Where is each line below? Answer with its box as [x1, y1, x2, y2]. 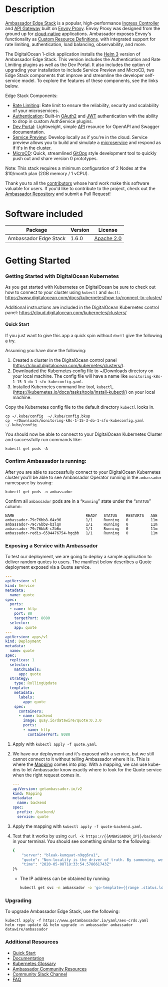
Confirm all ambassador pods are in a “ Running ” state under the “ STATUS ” [5, 498, 151, 504]
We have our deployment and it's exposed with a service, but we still [12, 750, 154, 756]
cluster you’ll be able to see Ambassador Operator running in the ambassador [5, 474, 162, 480]
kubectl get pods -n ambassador [5, 489, 72, 494]
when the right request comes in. [12, 772, 81, 778]
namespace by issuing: [5, 479, 53, 486]
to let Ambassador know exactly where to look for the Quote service [21, 766, 162, 772]
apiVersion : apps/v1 [5, 634, 48, 639]
